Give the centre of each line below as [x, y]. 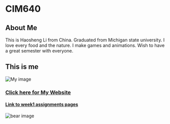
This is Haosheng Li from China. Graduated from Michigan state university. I [85, 40]
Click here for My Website [38, 92]
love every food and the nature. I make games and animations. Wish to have [85, 45]
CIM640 [23, 9]
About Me [21, 28]
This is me [22, 67]
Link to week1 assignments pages [42, 105]
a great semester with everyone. [39, 51]
